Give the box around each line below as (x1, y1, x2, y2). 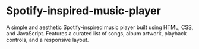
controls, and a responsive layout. (6, 36, 89, 43)
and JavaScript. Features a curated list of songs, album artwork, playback (6, 30, 187, 37)
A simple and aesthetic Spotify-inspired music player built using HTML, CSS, (6, 24, 194, 31)
